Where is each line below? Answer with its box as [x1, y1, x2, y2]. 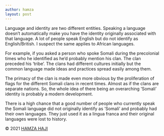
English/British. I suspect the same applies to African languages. [5, 41, 135, 46]
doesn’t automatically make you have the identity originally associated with [5, 30, 157, 36]
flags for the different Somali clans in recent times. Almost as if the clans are [5, 80, 159, 86]
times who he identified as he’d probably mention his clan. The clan [5, 55, 141, 61]
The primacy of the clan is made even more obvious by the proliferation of [5, 75, 155, 81]
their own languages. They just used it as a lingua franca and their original [5, 111, 154, 116]
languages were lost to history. [5, 116, 67, 122]
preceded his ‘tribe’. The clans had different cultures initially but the [5, 61, 141, 67]
